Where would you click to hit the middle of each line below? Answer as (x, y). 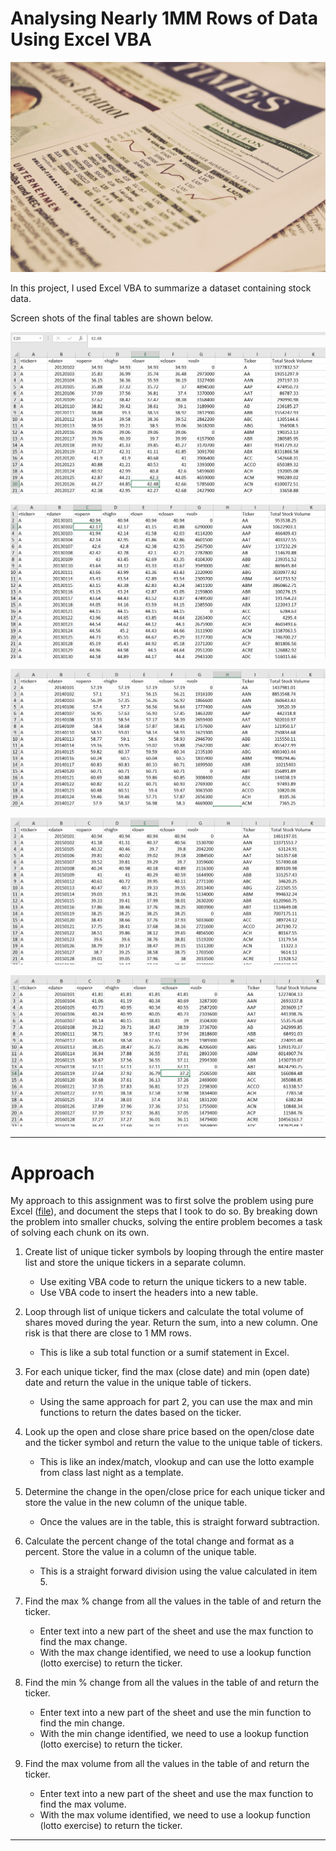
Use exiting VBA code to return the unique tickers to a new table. (173, 1282)
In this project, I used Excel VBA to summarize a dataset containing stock (161, 288)
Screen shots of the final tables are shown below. (112, 318)
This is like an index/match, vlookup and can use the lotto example (177, 1462)
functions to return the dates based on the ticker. (140, 1413)
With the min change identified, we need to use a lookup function (174, 1734)
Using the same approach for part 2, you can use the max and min (176, 1402)
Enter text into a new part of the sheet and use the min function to (175, 1713)
